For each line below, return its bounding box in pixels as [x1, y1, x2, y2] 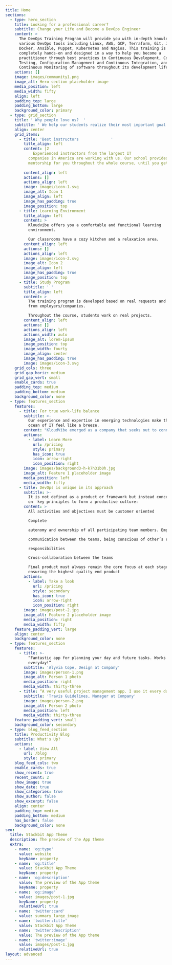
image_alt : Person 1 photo [24, 675, 81, 680]
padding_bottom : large [14, 103, 63, 108]
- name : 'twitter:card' [14, 908, 66, 914]
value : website [18, 851, 52, 857]
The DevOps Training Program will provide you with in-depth [18, 37, 153, 42]
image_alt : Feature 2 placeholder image [24, 612, 111, 617]
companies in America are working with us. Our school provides [28, 156, 168, 161]
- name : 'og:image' [14, 889, 56, 895]
